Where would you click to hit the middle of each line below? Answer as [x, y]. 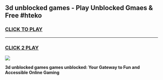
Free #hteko [24, 16]
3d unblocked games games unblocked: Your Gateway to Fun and [73, 67]
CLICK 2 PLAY [22, 48]
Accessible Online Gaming [32, 72]
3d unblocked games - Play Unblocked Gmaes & [79, 8]
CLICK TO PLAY [24, 30]
